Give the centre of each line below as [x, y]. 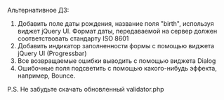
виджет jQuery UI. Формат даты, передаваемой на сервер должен [117, 31]
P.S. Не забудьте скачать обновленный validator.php [86, 89]
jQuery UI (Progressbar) [52, 53]
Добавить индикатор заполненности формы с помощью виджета [116, 46]
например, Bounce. [46, 76]
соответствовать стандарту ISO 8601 [73, 38]
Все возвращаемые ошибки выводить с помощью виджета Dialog [117, 61]
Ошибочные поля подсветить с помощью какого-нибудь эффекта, [117, 68]
